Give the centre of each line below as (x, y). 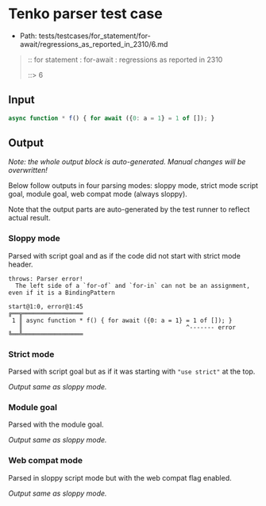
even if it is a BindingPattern (62, 293)
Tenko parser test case (85, 14)
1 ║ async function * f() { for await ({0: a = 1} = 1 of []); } (122, 320)
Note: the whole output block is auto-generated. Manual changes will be (127, 162)
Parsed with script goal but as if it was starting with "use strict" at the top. (132, 372)
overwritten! (28, 171)
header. (21, 264)
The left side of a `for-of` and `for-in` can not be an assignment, (133, 286)
